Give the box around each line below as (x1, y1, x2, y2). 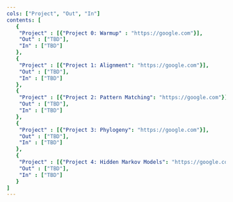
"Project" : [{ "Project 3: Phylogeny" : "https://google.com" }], (19, 126, 209, 133)
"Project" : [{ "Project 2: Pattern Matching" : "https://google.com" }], (19, 94, 231, 101)
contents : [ (6, 17, 41, 24)
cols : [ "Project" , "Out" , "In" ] (6, 10, 100, 17)
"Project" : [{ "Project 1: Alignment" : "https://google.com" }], (19, 62, 209, 69)
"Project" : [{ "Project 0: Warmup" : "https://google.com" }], (19, 29, 203, 37)
